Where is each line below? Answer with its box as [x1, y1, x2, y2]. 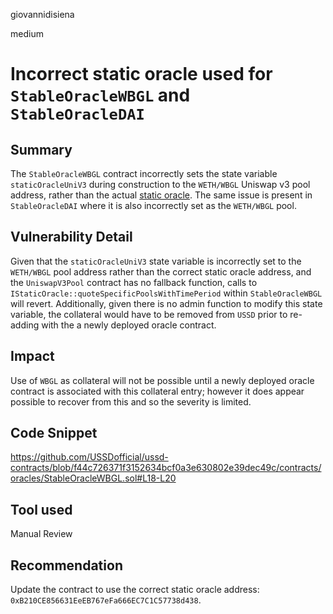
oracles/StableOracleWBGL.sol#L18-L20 [10, 472, 177, 484]
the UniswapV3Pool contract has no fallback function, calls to [10, 276, 258, 288]
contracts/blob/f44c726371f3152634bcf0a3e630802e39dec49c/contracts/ [10, 462, 322, 474]
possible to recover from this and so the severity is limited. [10, 395, 252, 408]
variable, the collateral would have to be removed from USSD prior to [10, 308, 288, 320]
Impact [10, 348, 55, 365]
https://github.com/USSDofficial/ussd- [10, 451, 169, 463]
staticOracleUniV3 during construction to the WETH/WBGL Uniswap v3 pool [10, 179, 311, 190]
